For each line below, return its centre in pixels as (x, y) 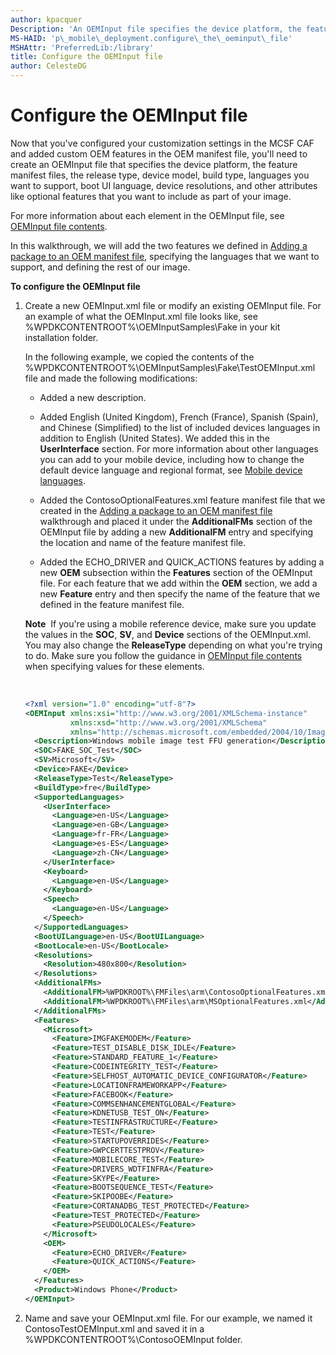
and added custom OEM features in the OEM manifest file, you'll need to (159, 153)
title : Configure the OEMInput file (86, 57)
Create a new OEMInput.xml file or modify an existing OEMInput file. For (173, 305)
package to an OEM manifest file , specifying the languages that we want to (165, 256)
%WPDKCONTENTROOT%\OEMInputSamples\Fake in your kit (152, 327)
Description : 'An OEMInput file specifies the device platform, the (156, 29)
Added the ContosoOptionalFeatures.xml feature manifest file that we (182, 500)
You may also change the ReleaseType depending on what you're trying (173, 645)
